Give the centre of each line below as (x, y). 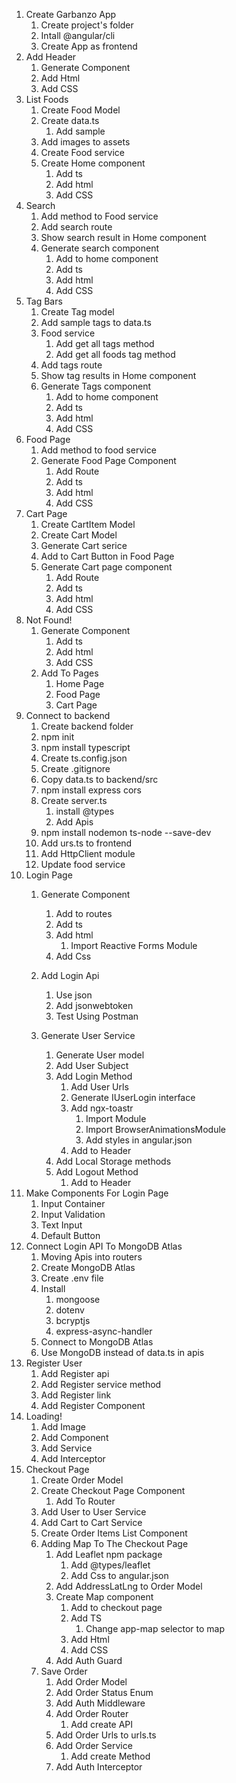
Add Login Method (94, 1076)
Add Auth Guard (89, 1660)
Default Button (70, 1235)
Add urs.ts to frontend (86, 843)
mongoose (78, 1299)
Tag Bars (44, 301)
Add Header (51, 57)
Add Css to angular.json (119, 1575)
